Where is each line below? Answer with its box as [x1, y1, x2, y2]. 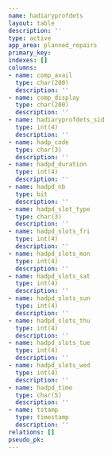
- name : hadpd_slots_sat [8, 272, 91, 280]
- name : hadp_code [8, 138, 69, 146]
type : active [8, 34, 52, 42]
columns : [8, 64, 37, 72]
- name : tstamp [8, 406, 59, 414]
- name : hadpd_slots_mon [8, 250, 91, 258]
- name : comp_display [8, 94, 80, 102]
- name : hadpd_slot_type [8, 205, 91, 213]
